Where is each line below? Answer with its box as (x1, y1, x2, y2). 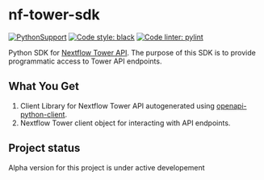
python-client (19, 109, 65, 119)
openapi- (216, 100, 247, 110)
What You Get (8, 80, 79, 93)
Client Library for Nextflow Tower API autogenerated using (19, 100, 216, 110)
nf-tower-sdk (8, 6, 101, 24)
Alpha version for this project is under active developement (8, 162, 205, 172)
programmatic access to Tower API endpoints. (8, 56, 162, 66)
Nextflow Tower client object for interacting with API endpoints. (19, 118, 231, 128)
